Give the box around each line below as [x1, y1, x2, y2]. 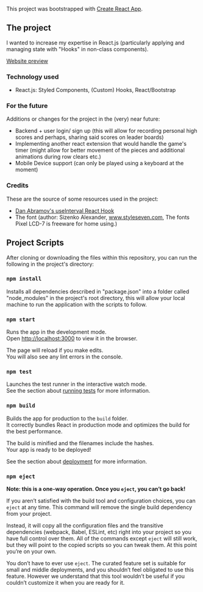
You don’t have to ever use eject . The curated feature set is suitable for [6, 560, 186, 566]
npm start [6, 316, 35, 323]
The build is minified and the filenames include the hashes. [6, 439, 154, 447]
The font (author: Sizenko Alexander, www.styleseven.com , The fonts [15, 213, 190, 221]
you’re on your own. [6, 548, 57, 555]
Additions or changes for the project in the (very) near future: [6, 115, 160, 123]
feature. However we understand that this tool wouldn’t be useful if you [6, 572, 185, 580]
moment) [15, 166, 38, 173]
